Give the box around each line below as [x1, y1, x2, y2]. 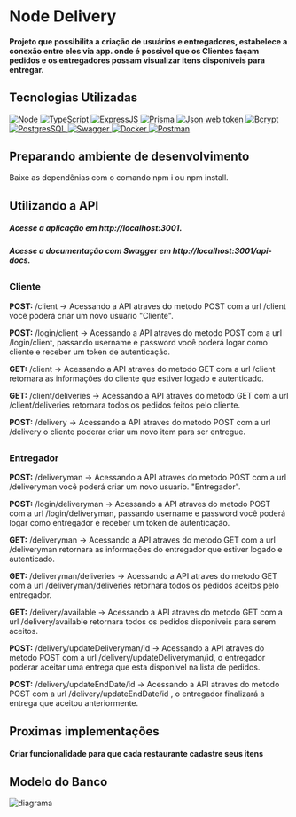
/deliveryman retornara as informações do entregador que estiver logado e [9, 544, 283, 555]
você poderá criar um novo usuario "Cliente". [9, 310, 175, 321]
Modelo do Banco [9, 774, 108, 789]
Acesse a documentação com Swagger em [9, 245, 171, 256]
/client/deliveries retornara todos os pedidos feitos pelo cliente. [9, 400, 241, 410]
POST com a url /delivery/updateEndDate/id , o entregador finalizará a [9, 688, 265, 699]
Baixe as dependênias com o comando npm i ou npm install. [9, 172, 229, 183]
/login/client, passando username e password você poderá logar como [9, 337, 269, 347]
